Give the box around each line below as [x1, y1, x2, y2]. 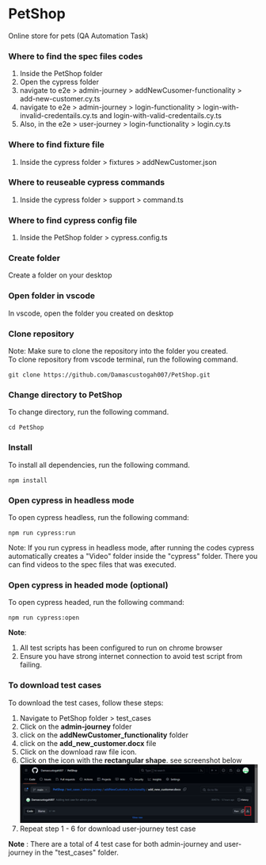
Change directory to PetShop [8, 389, 123, 400]
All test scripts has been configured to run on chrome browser [19, 643, 223, 653]
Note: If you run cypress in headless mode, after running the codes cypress [8, 542, 255, 552]
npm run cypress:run [8, 529, 77, 537]
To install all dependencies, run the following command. [8, 460, 190, 469]
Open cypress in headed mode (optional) [8, 580, 169, 591]
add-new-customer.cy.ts [19, 94, 101, 104]
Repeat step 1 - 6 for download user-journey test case [19, 824, 196, 833]
